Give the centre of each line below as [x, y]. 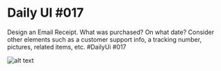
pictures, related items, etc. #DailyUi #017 [67, 47]
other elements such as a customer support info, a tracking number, [105, 39]
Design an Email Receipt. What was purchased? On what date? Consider [110, 32]
